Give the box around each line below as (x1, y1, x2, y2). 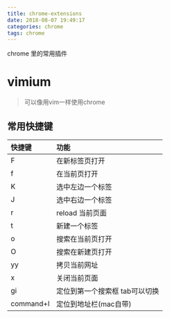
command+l (10, 299, 50, 308)
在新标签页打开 (56, 156, 105, 165)
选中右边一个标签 (56, 195, 112, 205)
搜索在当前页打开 (56, 234, 112, 244)
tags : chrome (7, 29, 45, 37)
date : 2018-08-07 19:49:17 (7, 17, 85, 24)
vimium (7, 74, 51, 90)
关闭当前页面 (56, 274, 99, 283)
